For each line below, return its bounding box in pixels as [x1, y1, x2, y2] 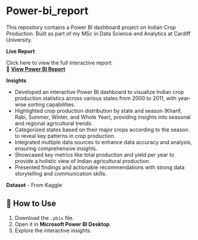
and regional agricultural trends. [14, 119, 93, 127]
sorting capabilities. [27, 100, 76, 108]
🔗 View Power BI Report [6, 65, 66, 72]
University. [6, 36, 33, 43]
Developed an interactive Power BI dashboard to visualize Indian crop [14, 88, 184, 95]
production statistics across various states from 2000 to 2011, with [14, 95, 177, 102]
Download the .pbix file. [14, 214, 74, 221]
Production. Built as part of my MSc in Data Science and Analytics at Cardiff [6, 30, 191, 37]
